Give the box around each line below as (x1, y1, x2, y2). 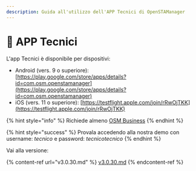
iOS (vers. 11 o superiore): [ (15, 98, 83, 106)
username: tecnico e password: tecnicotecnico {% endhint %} (6, 135, 162, 142)
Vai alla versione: (6, 146, 49, 154)
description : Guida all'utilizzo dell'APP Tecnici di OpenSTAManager (6, 8, 186, 15)
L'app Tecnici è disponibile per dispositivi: (6, 55, 111, 62)
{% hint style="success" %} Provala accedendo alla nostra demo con (6, 128, 180, 136)
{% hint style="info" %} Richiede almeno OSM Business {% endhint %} (6, 117, 184, 124)
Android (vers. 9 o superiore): (15, 66, 89, 74)
